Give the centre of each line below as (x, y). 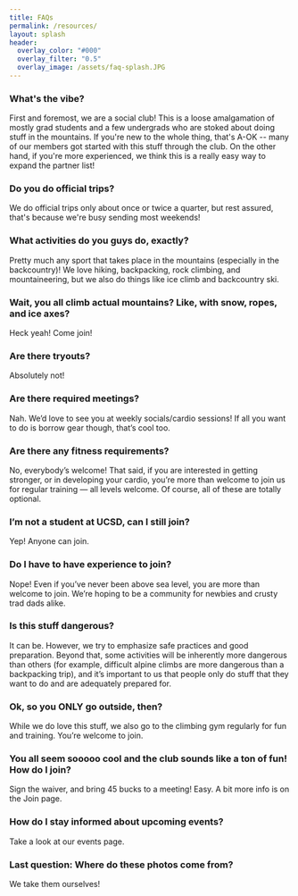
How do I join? (40, 770)
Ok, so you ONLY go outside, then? (86, 707)
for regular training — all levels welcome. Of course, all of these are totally (145, 489)
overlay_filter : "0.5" (59, 59)
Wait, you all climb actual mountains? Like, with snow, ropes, (144, 302)
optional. (25, 498)
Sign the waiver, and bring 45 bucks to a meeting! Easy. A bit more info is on (149, 789)
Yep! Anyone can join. (49, 541)
